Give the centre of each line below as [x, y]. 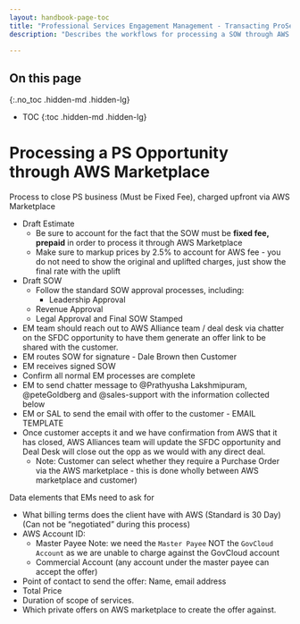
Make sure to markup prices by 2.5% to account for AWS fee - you [158, 252]
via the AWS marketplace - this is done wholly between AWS [147, 471]
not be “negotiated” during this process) [116, 525]
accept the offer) [67, 572]
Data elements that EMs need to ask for [82, 498]
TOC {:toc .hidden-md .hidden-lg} [84, 117]
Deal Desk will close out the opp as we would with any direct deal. [144, 451]
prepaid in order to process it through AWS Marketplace [139, 243]
